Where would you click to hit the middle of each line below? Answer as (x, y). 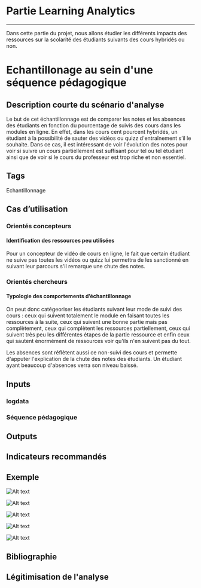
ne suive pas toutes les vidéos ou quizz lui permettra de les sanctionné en (98, 260)
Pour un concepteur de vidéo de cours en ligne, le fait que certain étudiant (98, 254)
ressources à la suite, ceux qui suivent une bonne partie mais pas (87, 322)
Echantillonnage (26, 190)
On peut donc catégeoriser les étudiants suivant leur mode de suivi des (94, 310)
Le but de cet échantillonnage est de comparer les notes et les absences (96, 119)
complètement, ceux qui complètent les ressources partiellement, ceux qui (98, 328)
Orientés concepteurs (39, 226)
